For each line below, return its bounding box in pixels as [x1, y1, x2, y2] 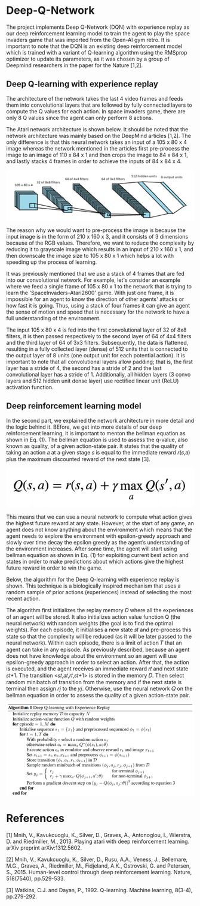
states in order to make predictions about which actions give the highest [6, 558, 184, 565]
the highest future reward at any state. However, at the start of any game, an [6, 520, 194, 527]
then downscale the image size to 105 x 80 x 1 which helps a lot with [6, 252, 174, 260]
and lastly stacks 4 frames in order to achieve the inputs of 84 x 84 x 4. [6, 157, 182, 165]
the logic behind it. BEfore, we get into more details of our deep [6, 423, 162, 431]
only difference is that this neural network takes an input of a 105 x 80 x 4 [6, 139, 187, 146]
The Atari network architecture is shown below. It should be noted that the [6, 125, 189, 133]
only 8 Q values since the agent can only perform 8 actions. [6, 114, 153, 121]
